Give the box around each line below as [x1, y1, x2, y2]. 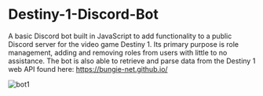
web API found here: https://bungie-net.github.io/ [8, 64, 168, 73]
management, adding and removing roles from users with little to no [8, 48, 228, 57]
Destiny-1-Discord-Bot [8, 5, 159, 23]
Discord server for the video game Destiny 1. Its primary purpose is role [8, 39, 239, 48]
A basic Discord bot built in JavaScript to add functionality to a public [8, 31, 232, 41]
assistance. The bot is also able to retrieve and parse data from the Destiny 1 [8, 56, 256, 66]
